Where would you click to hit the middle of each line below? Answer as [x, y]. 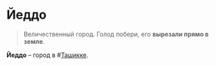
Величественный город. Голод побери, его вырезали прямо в [116, 34]
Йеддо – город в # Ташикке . [47, 55]
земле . [34, 41]
